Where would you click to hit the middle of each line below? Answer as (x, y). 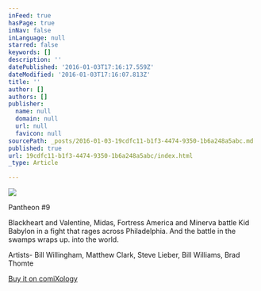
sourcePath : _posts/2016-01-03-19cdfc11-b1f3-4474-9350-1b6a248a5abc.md (131, 141)
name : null (33, 112)
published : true (35, 148)
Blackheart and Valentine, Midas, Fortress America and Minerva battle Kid (129, 223)
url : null (31, 126)
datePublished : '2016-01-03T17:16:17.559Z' (81, 67)
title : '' (25, 82)
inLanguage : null (37, 38)
